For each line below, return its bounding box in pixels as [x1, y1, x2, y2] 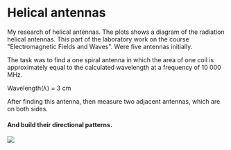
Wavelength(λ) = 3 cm [7, 84, 71, 92]
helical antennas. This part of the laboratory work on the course [7, 35, 189, 43]
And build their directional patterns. [7, 120, 113, 129]
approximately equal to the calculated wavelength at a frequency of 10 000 [7, 63, 222, 71]
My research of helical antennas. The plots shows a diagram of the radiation [7, 28, 225, 36]
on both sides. [7, 104, 49, 113]
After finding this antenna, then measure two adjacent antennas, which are [7, 97, 221, 105]
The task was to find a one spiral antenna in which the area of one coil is [7, 55, 214, 64]
